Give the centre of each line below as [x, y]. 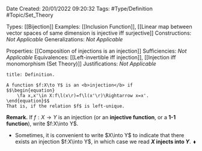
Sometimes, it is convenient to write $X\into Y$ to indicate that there [99, 135]
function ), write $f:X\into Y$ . [42, 123]
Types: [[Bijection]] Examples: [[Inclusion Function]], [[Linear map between [99, 27]
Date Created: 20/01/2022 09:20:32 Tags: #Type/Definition [80, 9]
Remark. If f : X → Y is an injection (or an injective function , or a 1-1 [91, 117]
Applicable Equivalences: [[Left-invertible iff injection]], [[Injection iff [91, 57]
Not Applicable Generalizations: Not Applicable [65, 39]
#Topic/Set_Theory [30, 15]
